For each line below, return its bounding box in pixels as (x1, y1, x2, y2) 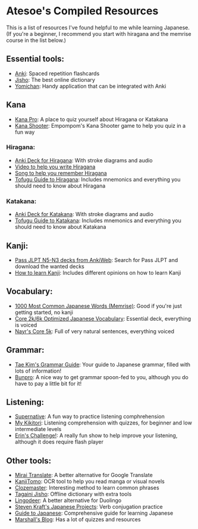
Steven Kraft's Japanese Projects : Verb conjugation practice (14, 503, 163, 510)
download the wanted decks (14, 263, 85, 270)
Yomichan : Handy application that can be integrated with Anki (14, 82, 166, 90)
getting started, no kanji (14, 309, 73, 316)
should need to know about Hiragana (14, 182, 106, 189)
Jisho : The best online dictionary (14, 76, 95, 83)
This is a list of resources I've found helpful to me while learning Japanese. (6, 24, 190, 31)
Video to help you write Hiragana (14, 163, 96, 170)
